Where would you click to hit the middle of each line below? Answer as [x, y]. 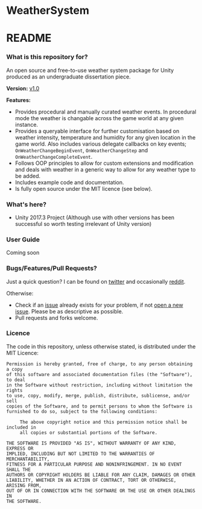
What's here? [27, 204]
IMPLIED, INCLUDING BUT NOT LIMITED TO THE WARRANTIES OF [80, 453]
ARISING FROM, [24, 485]
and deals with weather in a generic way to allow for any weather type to [105, 169]
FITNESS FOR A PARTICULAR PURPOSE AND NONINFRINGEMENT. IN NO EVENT [94, 464]
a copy [14, 369]
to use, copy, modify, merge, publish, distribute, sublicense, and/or [98, 395]
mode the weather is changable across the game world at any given [99, 118]
